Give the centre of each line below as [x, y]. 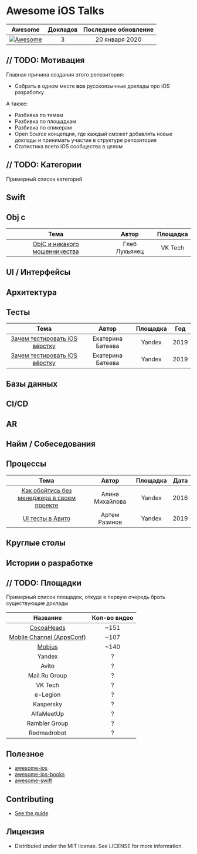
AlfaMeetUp [48, 714]
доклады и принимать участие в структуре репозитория [86, 140]
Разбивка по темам [39, 115]
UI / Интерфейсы [38, 272]
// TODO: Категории [44, 165]
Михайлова [110, 501]
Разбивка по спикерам [43, 127]
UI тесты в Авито [47, 518]
